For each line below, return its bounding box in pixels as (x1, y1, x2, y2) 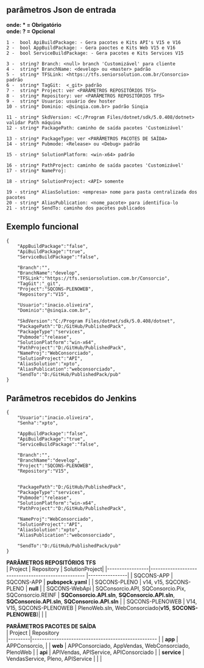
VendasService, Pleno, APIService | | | (6, 655, 102, 663)
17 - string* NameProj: (6, 167, 67, 173)
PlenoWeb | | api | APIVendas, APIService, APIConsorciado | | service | (6, 648, 185, 656)
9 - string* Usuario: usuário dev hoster (6, 98, 116, 104)
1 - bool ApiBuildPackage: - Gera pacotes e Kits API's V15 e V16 (6, 39, 181, 45)
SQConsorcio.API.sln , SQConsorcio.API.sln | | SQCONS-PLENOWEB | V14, (6, 598, 197, 605)
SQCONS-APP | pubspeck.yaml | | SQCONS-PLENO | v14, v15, (6, 578, 164, 586)
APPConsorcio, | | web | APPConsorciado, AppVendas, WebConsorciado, (6, 642, 191, 650)
